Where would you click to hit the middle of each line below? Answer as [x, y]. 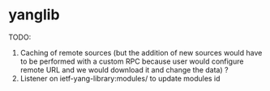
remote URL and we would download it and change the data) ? [124, 69]
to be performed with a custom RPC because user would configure [132, 61]
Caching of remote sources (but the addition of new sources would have [141, 52]
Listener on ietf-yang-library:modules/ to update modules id [120, 78]
